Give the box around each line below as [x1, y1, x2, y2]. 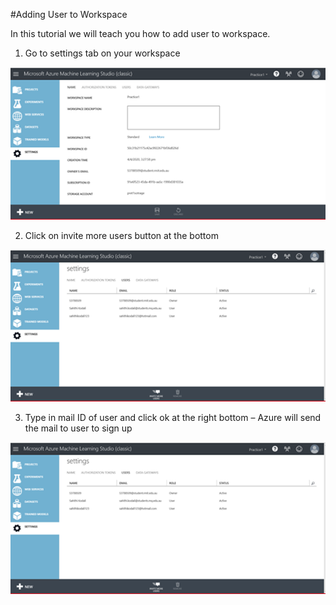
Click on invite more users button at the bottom [24, 229, 219, 241]
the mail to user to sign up [24, 422, 133, 434]
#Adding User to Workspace [10, 9, 128, 20]
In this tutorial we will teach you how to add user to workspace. [10, 28, 271, 39]
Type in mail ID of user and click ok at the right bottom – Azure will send [24, 411, 322, 423]
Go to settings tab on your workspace [24, 47, 181, 59]
